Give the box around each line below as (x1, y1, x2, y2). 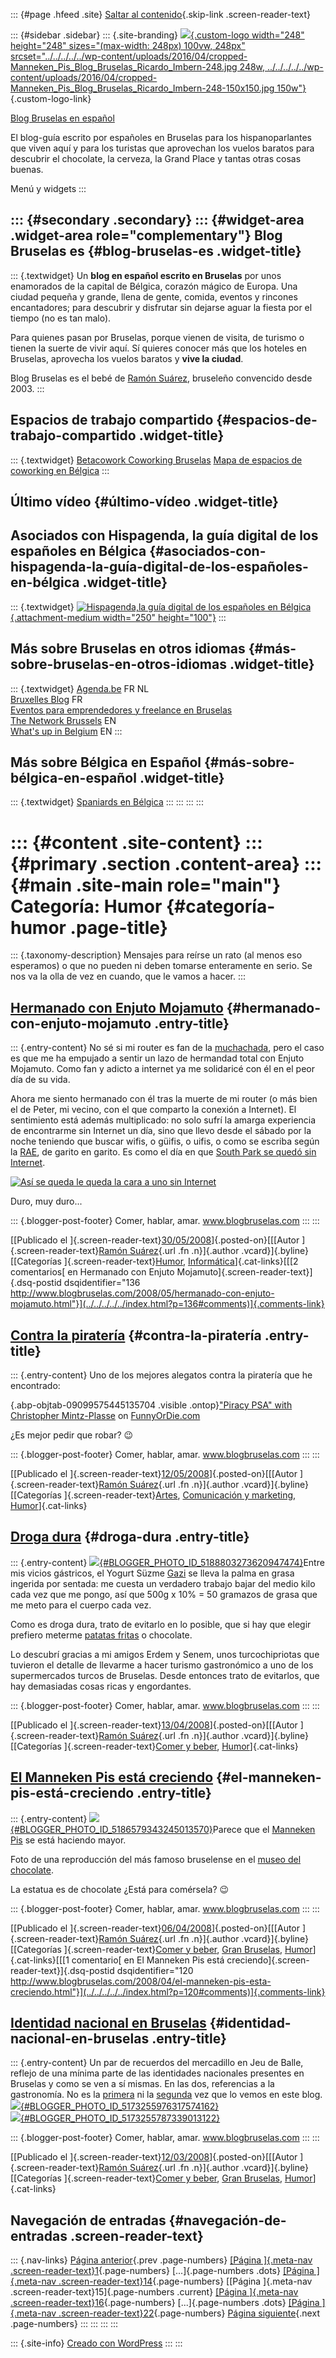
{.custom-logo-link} (10, 93, 92, 104)
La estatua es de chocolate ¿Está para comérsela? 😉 (10, 1883, 230, 1895)
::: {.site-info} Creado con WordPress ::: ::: (10, 2337, 183, 2349)
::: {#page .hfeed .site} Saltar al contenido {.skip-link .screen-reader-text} (10, 9, 311, 20)
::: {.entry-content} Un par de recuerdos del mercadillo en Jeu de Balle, (10, 2057, 304, 2069)
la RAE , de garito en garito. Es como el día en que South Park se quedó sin (10, 1146, 317, 1158)
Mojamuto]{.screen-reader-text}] (176, 1266, 313, 1278)
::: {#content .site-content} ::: (10, 831, 263, 854)
